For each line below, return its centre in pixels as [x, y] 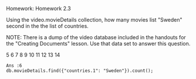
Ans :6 [14, 66]
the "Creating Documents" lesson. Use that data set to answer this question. [98, 44]
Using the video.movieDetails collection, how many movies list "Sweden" [94, 20]
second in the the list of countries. [48, 26]
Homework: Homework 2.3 [39, 8]
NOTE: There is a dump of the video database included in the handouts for [96, 37]
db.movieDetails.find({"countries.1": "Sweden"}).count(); [80, 71]
